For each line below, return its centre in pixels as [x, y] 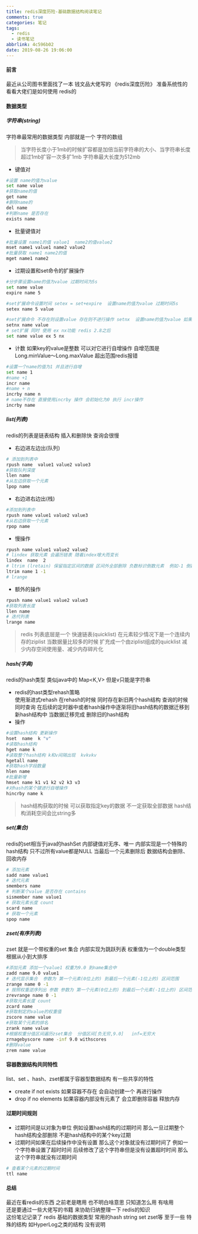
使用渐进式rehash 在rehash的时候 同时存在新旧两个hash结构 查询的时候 [101, 700]
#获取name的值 [22, 192]
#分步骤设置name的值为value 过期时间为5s [52, 282]
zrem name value [26, 1050]
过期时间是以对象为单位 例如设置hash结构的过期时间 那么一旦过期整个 [99, 1128]
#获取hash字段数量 [26, 766]
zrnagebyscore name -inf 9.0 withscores [57, 1039]
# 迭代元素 [18, 881]
